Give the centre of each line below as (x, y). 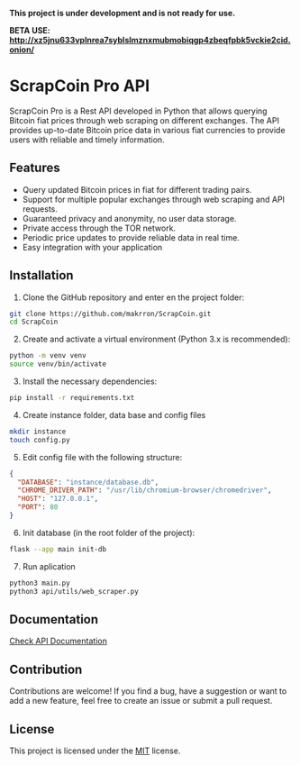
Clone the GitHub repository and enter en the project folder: (133, 297)
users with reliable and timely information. (87, 140)
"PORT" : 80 (38, 507)
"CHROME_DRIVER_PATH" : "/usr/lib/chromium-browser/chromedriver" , (145, 490)
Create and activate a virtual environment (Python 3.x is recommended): (156, 339)
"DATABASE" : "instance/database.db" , (88, 482)
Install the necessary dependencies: (90, 381)
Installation (41, 275)
